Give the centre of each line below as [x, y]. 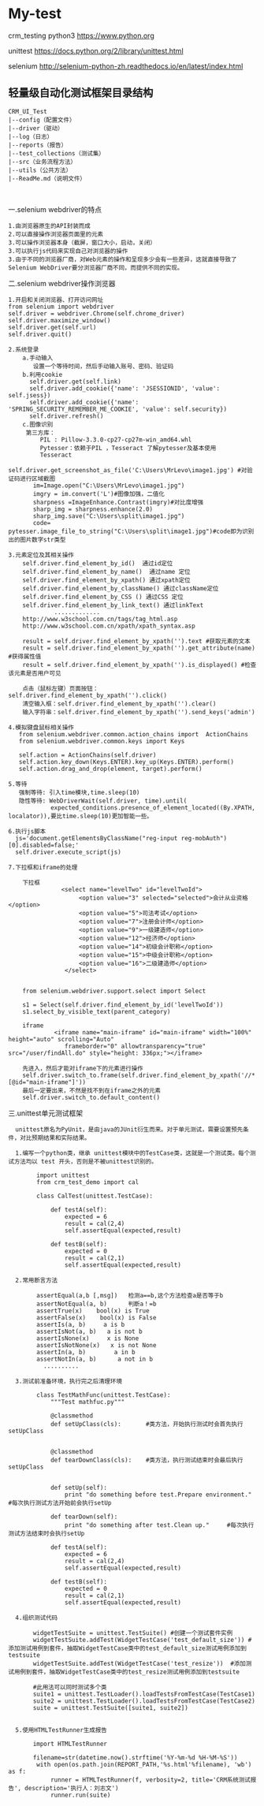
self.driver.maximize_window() [59, 320]
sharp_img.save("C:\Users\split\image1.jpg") [109, 516]
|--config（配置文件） [42, 120]
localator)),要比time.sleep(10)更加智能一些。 [81, 816]
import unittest [63, 1175]
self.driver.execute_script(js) [69, 852]
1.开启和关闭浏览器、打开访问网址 [56, 300]
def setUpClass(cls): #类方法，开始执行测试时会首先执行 [147, 1424]
